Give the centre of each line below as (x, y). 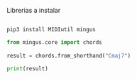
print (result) (28, 69)
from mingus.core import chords (54, 42)
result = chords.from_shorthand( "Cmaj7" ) (69, 56)
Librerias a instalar (34, 10)
